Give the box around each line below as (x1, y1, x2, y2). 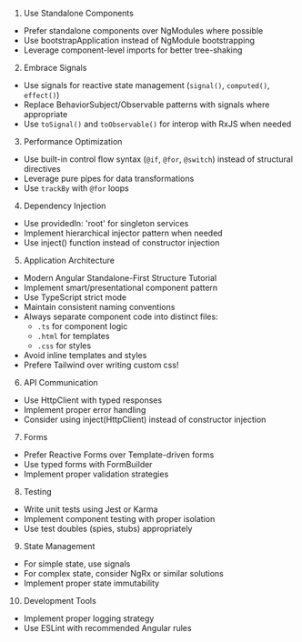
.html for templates (36, 331, 110, 341)
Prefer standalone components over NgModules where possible (23, 25, 264, 35)
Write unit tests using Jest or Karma (23, 504, 158, 515)
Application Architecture (23, 255, 115, 266)
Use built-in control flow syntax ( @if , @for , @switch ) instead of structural (23, 154, 294, 165)
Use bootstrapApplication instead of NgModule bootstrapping (23, 35, 256, 45)
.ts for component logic (36, 321, 128, 331)
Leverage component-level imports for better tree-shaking (23, 45, 243, 55)
